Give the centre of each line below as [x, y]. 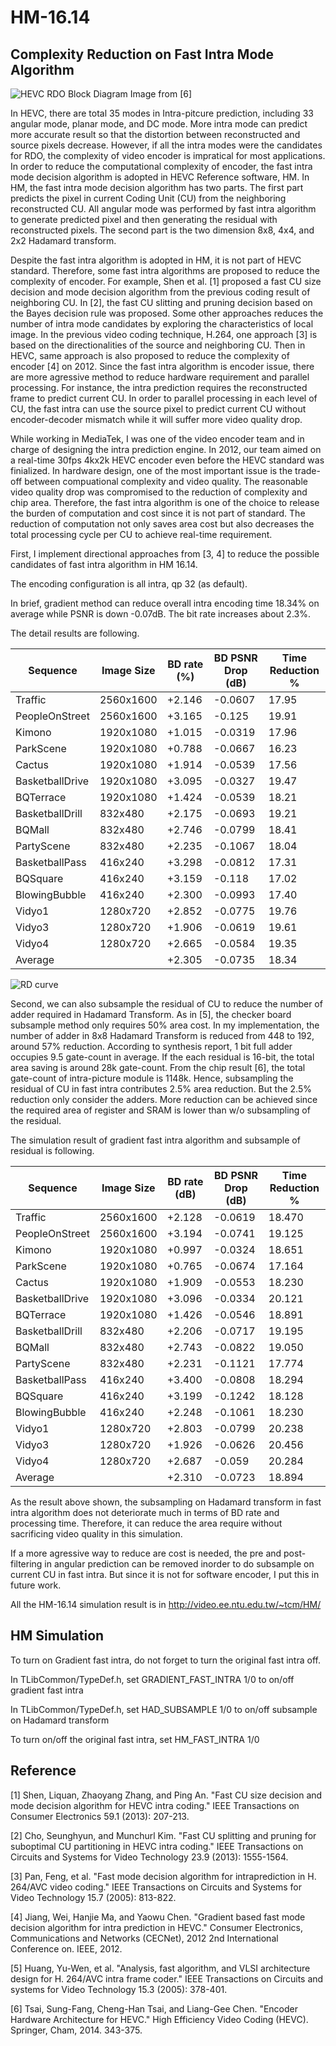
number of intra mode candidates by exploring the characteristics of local [162, 324]
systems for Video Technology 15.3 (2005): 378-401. [119, 1989]
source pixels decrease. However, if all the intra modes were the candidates [166, 145]
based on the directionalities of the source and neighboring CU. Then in [158, 345]
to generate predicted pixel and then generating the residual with [144, 219]
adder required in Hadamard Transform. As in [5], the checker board [151, 1014]
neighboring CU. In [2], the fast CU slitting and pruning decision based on [161, 302]
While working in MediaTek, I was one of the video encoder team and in [157, 439]
